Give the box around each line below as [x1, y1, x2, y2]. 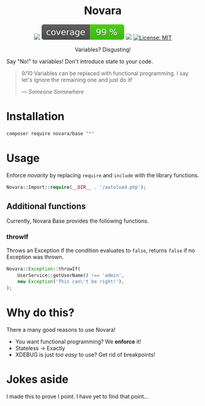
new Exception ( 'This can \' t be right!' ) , [17, 278, 124, 285]
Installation [6, 110, 65, 123]
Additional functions [6, 201, 86, 212]
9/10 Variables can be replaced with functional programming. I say [21, 69, 188, 77]
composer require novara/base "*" [6, 130, 95, 137]
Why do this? [6, 306, 75, 320]
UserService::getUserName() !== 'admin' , [17, 272, 124, 278]
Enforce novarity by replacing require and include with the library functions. [6, 171, 199, 178]
